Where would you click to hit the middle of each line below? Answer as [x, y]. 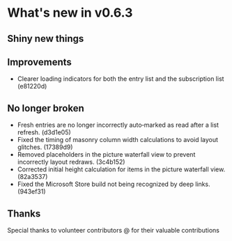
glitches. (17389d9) [45, 147]
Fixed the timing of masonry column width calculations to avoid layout [117, 140]
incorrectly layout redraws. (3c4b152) [71, 162]
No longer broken [46, 108]
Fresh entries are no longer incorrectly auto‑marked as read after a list [118, 125]
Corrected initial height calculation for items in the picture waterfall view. [121, 169]
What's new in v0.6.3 [70, 13]
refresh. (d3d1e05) [44, 132]
